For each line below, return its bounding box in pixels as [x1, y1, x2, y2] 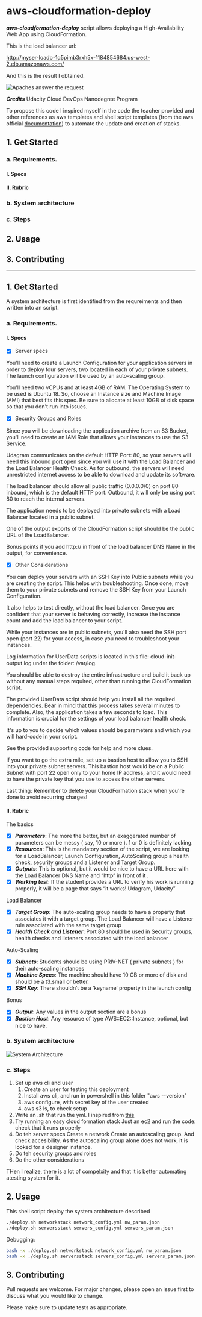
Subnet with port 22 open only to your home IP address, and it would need [6, 769, 191, 776]
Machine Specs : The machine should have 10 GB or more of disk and [14, 971, 188, 978]
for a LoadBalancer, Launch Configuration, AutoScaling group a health [14, 852, 189, 859]
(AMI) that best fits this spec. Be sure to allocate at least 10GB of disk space [6, 396, 194, 404]
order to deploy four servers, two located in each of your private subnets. [6, 366, 188, 373]
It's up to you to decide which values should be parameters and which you [6, 726, 191, 733]
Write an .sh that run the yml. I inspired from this [14, 1112, 135, 1119]
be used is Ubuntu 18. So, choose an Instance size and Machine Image [6, 390, 182, 398]
